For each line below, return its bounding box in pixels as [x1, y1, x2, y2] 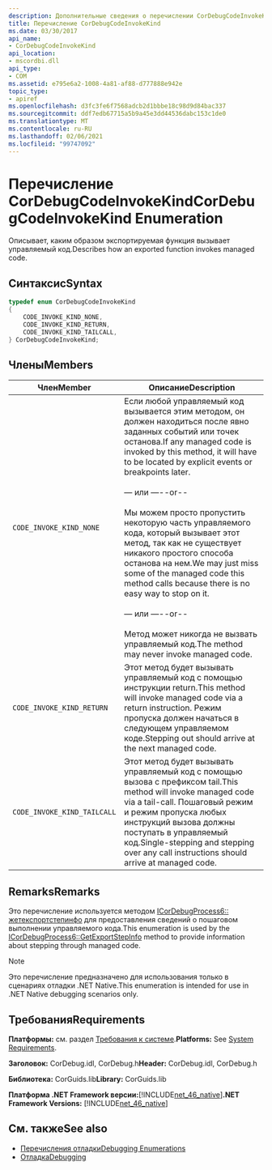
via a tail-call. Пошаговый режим [124, 797, 253, 808]
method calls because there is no [124, 578, 251, 589]
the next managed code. [124, 742, 217, 754]
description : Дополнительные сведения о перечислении [8, 11, 194, 20]
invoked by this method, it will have [124, 446, 257, 457]
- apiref [8, 95, 38, 103]
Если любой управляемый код [124, 396, 244, 407]
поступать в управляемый [124, 827, 228, 838]
